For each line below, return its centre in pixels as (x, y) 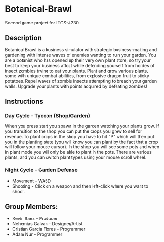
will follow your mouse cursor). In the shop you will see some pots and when (82, 147)
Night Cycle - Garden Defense (41, 170)
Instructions (24, 102)
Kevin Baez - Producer (35, 218)
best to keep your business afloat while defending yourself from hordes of (80, 65)
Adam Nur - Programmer (37, 234)
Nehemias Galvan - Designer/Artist (47, 223)
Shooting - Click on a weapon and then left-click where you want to (80, 186)
